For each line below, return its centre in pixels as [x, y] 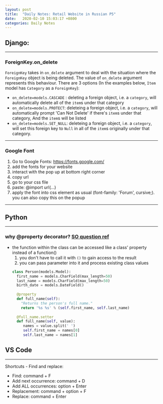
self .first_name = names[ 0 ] [51, 331]
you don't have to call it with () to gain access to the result [78, 257]
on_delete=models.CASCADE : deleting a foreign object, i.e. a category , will [84, 98]
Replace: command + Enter [39, 396]
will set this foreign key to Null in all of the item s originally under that [81, 129]
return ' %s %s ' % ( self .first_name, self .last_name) [75, 308]
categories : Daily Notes [30, 23]
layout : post [18, 9]
